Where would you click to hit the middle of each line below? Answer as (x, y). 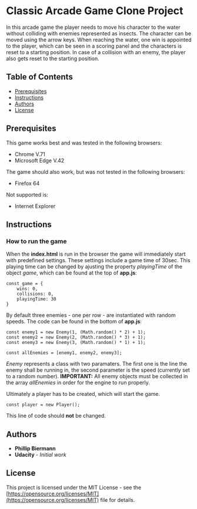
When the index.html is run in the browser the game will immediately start (96, 254)
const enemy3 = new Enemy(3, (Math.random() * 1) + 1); (76, 343)
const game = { (25, 284)
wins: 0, (27, 289)
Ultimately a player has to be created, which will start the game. (83, 394)
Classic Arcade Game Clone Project (95, 11)
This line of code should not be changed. (56, 416)
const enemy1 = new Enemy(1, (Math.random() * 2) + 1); (76, 332)
